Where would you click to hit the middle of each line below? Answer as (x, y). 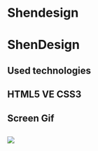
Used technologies (49, 70)
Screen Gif (31, 118)
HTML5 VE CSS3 (44, 95)
